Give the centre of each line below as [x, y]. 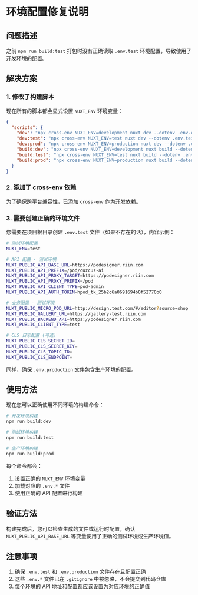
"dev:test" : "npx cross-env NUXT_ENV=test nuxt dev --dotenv [93, 138]
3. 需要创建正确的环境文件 [43, 218]
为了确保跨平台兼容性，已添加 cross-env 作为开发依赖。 [74, 201]
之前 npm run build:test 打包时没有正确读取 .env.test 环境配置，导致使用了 [99, 51]
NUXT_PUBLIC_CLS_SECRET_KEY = [42, 346]
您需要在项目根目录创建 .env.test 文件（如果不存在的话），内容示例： [90, 232]
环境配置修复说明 [48, 12]
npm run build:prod [30, 454]
